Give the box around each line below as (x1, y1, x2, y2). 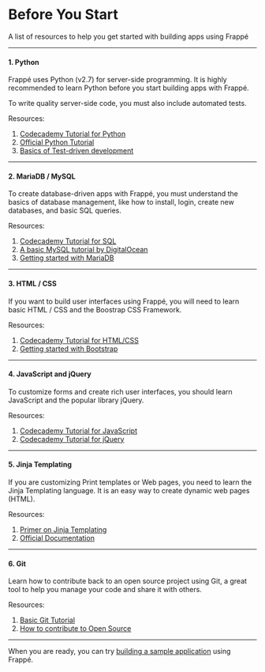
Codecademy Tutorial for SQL (19, 236, 117, 246)
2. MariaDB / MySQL (8, 172, 77, 181)
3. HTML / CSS (8, 278, 57, 288)
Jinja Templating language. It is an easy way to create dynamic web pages (8, 485, 250, 495)
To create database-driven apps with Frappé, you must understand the (8, 189, 239, 198)
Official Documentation (19, 533, 95, 542)
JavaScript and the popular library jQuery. (8, 395, 144, 405)
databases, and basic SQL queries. (8, 206, 122, 215)
